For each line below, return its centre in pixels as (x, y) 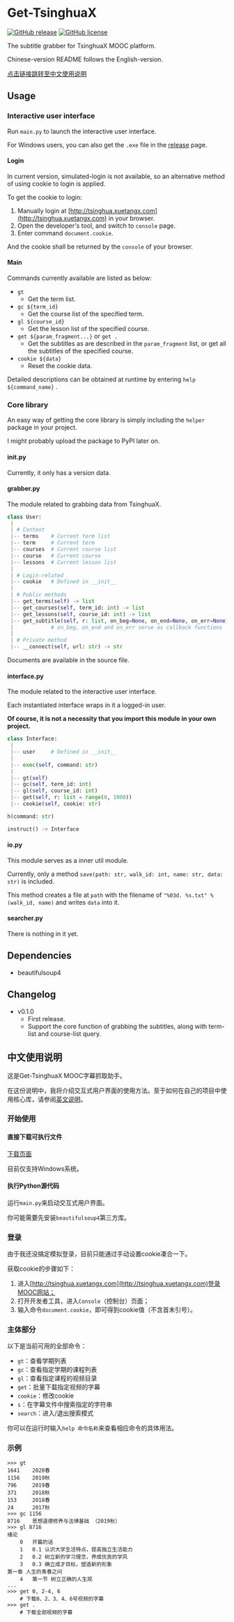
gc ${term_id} (38, 307)
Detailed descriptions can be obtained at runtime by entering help (102, 379)
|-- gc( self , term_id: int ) (51, 784)
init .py (17, 457)
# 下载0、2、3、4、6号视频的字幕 (62, 1599)
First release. (46, 1018)
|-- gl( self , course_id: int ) (54, 791)
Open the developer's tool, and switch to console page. (96, 226)
